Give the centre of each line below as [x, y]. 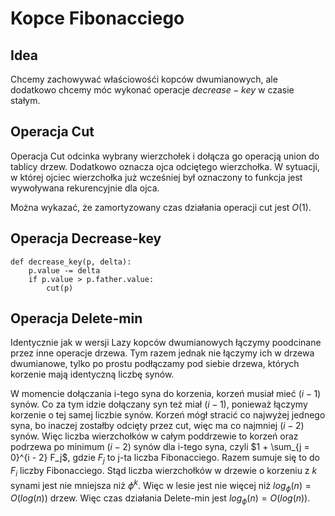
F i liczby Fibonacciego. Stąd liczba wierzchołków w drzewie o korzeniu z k [164, 472]
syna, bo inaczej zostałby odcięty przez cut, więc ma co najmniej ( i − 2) [157, 426]
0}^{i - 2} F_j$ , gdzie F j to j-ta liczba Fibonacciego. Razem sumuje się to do [165, 459]
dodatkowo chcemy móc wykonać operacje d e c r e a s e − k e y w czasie [152, 90]
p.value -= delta [64, 270]
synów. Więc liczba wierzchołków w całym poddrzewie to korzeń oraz [154, 436]
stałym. [25, 100]
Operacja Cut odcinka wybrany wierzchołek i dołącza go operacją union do [165, 156]
